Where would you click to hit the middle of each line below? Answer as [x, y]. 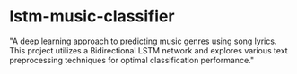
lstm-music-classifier [92, 16]
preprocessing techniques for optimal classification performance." [131, 60]
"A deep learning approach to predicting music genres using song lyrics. [143, 41]
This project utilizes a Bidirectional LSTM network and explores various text [149, 50]
